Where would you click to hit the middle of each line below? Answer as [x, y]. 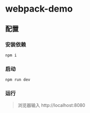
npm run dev [18, 80]
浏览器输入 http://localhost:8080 [51, 105]
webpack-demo [39, 9]
